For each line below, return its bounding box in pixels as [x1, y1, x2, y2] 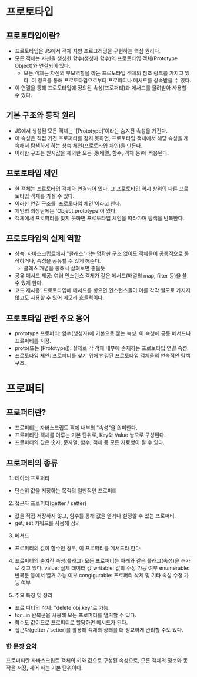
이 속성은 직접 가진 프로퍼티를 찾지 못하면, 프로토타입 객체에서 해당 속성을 [14, 134, 183, 141]
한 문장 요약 [6, 642, 37, 650]
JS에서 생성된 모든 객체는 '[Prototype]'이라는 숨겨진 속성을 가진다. [14, 127, 168, 134]
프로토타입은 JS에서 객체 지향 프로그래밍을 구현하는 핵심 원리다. [14, 48, 161, 54]
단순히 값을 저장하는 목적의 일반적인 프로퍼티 [14, 487, 118, 494]
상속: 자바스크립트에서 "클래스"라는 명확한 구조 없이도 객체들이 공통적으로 [14, 250, 183, 257]
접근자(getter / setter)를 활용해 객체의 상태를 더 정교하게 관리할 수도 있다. [14, 626, 183, 633]
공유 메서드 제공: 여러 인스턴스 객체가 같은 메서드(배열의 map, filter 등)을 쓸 [14, 272, 187, 279]
